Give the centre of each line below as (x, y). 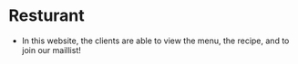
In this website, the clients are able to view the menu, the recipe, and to (155, 41)
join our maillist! (51, 50)
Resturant (47, 16)
